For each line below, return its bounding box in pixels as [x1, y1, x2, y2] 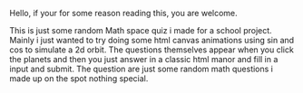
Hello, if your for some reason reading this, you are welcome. [9, 8, 238, 18]
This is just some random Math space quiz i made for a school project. [9, 25, 272, 35]
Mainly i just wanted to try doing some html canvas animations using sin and [9, 35, 295, 45]
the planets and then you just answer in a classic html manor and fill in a [9, 54, 279, 64]
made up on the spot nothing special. [9, 73, 149, 84]
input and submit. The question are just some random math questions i [9, 63, 274, 74]
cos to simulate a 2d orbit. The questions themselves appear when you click [9, 44, 295, 55]
